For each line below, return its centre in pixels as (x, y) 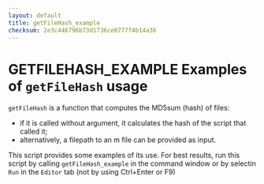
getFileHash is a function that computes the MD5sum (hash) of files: (119, 108)
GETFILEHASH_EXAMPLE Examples (128, 69)
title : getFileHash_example (54, 23)
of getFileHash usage (78, 86)
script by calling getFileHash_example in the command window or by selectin (132, 163)
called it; (33, 132)
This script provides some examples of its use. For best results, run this (124, 156)
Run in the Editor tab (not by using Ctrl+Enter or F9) (92, 172)
